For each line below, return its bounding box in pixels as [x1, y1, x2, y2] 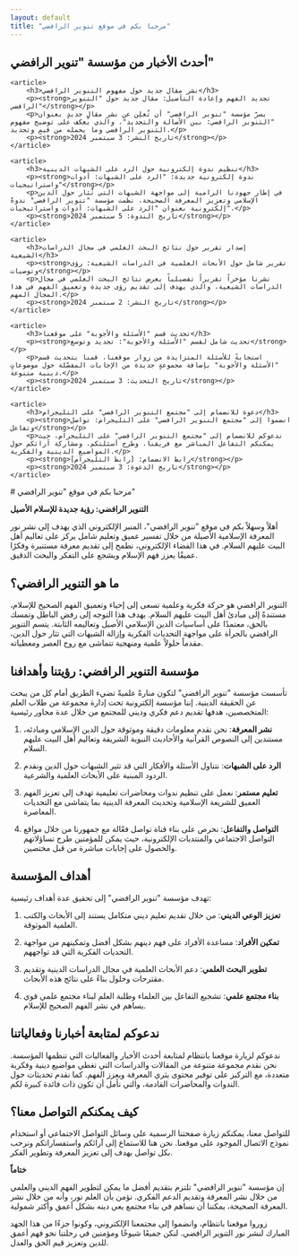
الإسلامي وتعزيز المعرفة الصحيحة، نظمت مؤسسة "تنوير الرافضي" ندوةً [10, 196, 259, 205]
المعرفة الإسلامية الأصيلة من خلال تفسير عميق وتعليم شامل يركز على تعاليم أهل [10, 531, 275, 542]
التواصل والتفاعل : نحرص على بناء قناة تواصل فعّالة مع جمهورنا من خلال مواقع [22, 823, 279, 834]
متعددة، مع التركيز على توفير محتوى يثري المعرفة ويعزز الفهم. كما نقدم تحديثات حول [10, 1069, 290, 1079]
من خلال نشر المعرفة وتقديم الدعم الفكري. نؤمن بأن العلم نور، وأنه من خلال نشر [10, 1192, 278, 1202]
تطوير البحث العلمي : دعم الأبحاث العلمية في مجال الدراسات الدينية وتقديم [22, 963, 268, 974]
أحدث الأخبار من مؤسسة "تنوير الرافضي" [10, 55, 215, 70]
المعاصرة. [22, 806, 57, 817]
